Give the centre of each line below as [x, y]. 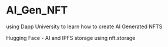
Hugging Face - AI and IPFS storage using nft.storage [71, 38]
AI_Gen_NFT [37, 10]
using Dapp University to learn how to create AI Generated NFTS [84, 26]
